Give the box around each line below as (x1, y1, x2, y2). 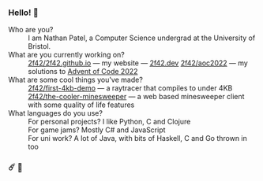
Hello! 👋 (8, 7, 39, 18)
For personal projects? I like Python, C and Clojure (28, 117, 191, 127)
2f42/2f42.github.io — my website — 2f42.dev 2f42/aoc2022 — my (28, 58, 249, 68)
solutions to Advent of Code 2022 (28, 67, 138, 76)
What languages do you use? (8, 109, 103, 118)
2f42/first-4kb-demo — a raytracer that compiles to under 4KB (28, 83, 233, 93)
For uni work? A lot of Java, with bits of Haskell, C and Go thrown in (28, 134, 247, 143)
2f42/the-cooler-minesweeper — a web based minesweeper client (28, 92, 245, 102)
